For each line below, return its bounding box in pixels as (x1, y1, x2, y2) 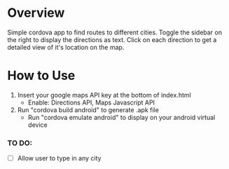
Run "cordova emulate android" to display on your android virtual (27, 113, 216, 121)
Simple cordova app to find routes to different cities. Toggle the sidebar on (7, 28, 223, 36)
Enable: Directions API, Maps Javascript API (27, 98, 155, 107)
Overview (7, 5, 65, 21)
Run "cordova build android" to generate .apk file (17, 105, 159, 114)
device (27, 121, 48, 129)
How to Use (7, 68, 76, 83)
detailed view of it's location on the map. (7, 43, 125, 51)
